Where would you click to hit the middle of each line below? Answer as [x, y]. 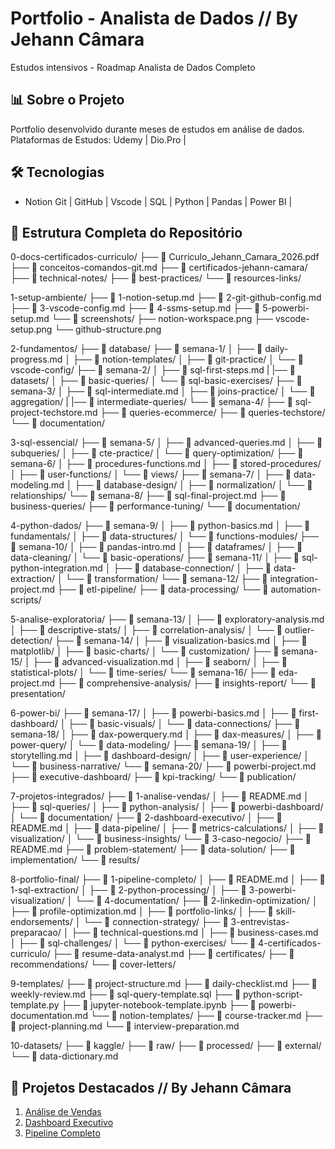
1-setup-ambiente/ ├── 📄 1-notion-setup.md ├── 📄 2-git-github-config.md [166, 298]
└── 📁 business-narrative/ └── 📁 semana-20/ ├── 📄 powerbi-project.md [163, 766]
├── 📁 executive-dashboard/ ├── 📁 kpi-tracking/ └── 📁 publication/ [153, 777]
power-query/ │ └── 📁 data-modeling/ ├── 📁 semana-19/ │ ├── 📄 [149, 745]
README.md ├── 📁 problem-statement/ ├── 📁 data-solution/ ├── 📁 [153, 849]
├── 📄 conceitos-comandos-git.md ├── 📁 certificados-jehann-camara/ [159, 268]
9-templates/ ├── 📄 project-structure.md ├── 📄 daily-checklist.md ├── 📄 [164, 984]
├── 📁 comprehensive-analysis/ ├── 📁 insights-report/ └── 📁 [186, 683]
